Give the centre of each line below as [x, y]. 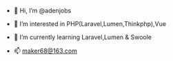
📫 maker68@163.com [45, 51]
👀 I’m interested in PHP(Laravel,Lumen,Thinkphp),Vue [90, 24]
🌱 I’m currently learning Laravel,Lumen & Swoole [83, 37]
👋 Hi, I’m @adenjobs [42, 11]
